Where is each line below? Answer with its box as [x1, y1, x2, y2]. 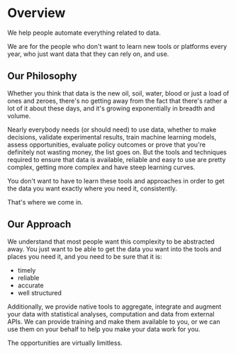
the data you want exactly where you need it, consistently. [7, 184, 177, 193]
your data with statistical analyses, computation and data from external [7, 309, 215, 318]
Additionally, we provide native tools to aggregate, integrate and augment [7, 302, 222, 311]
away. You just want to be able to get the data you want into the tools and [7, 244, 222, 253]
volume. [7, 111, 31, 120]
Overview [7, 5, 66, 21]
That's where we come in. [7, 198, 84, 206]
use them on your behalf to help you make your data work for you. [7, 324, 201, 333]
